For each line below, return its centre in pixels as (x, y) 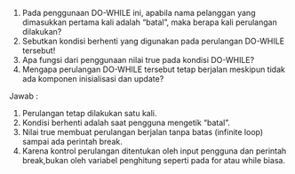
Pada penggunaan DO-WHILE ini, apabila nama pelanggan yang (139, 13)
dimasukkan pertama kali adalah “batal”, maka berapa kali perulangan (149, 22)
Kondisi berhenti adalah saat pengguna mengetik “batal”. (126, 123)
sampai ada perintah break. (72, 142)
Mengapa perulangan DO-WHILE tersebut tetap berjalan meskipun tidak (154, 69)
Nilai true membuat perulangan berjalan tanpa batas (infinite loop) (143, 132)
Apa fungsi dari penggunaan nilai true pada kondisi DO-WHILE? (138, 60)
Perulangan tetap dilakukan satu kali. (89, 113)
